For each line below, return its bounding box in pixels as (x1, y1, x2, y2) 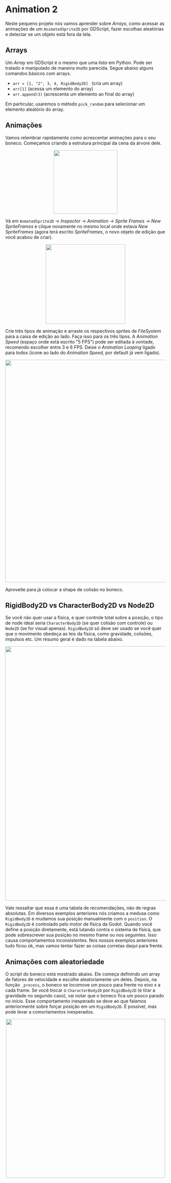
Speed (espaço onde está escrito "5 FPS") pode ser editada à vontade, (5, 338, 154, 344)
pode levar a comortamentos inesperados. (5, 1009, 94, 1015)
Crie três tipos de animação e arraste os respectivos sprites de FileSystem (5, 328, 161, 334)
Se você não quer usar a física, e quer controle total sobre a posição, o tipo (5, 615, 163, 621)
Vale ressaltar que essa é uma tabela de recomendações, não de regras (5, 905, 156, 911)
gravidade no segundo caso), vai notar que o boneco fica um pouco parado (5, 993, 164, 999)
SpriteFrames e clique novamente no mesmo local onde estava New (5, 223, 148, 229)
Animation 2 (5, 4, 58, 15)
